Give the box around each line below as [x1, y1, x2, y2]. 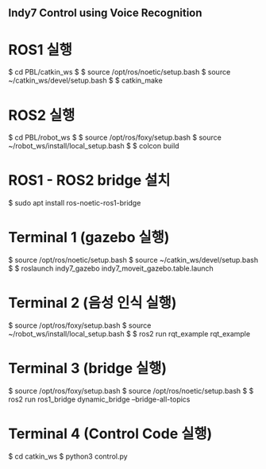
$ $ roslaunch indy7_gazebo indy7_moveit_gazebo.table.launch [8, 263, 214, 273]
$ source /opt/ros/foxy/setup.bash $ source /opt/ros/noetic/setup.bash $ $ [8, 386, 254, 396]
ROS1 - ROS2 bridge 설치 [8, 171, 171, 190]
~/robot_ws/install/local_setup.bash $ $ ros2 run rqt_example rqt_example [8, 329, 251, 339]
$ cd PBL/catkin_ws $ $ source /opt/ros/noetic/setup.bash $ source [8, 67, 231, 77]
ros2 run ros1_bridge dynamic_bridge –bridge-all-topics [8, 394, 191, 404]
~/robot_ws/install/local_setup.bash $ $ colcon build [8, 141, 180, 151]
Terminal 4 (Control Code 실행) [8, 425, 213, 443]
